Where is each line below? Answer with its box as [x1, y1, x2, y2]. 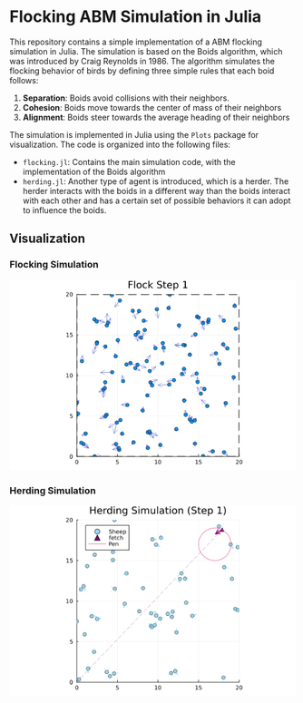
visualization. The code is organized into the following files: [9, 139, 231, 150]
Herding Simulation [9, 483, 97, 496]
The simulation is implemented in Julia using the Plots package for [9, 129, 259, 140]
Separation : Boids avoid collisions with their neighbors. [22, 93, 230, 103]
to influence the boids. [22, 204, 107, 215]
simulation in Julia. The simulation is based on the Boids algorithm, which [9, 45, 283, 56]
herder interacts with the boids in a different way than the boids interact [22, 185, 291, 196]
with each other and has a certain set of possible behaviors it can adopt [22, 195, 291, 206]
